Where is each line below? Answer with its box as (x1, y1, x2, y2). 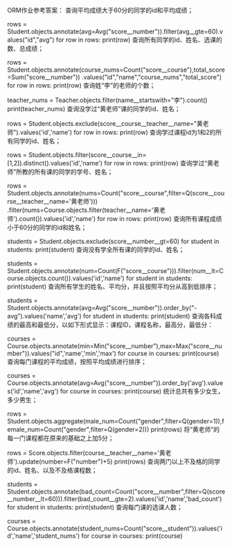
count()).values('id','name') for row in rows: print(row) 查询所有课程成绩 (19, 215, 222, 222)
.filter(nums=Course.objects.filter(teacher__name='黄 (7, 206, 160, 214)
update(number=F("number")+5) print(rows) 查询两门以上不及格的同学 (19, 457, 220, 466)
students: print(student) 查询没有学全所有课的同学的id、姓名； (7, 245, 185, 254)
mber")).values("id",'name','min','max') (7, 350, 116, 357)
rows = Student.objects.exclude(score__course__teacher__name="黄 (7, 120, 203, 127)
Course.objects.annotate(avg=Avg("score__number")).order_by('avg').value (7, 379, 224, 387)
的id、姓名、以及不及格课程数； (7, 466, 98, 474)
